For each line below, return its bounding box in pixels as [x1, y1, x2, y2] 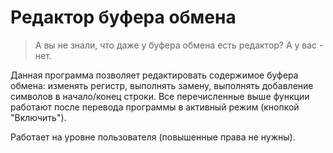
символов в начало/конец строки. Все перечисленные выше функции [10, 90, 310, 102]
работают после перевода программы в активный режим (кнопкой [10, 101, 300, 113]
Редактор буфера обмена [10, 6, 237, 29]
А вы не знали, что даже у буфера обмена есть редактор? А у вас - [34, 39, 324, 51]
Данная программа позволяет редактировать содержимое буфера [10, 69, 299, 81]
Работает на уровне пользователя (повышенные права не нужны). [10, 131, 296, 143]
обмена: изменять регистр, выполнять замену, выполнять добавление [10, 79, 314, 91]
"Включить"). [10, 111, 67, 123]
